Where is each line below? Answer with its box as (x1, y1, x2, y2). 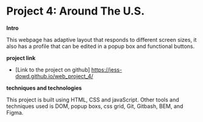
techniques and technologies (6, 84, 82, 92)
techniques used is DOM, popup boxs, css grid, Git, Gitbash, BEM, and (6, 102, 183, 110)
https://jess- (91, 66, 123, 73)
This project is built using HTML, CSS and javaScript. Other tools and (6, 96, 179, 103)
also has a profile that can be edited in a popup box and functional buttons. (6, 42, 195, 50)
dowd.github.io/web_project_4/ (15, 72, 93, 80)
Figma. (6, 109, 24, 116)
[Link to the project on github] (15, 66, 90, 73)
